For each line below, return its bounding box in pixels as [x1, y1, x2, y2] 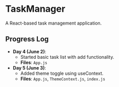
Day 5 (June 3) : [12, 64, 46, 71]
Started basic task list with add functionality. [20, 54, 114, 60]
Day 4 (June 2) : [12, 48, 47, 54]
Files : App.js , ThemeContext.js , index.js [20, 75, 106, 82]
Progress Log [5, 35, 49, 43]
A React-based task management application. [5, 20, 102, 26]
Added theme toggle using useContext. [20, 70, 104, 76]
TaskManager [5, 3, 66, 15]
